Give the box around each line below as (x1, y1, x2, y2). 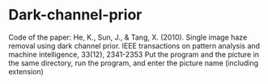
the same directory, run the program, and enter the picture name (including (8, 58, 259, 68)
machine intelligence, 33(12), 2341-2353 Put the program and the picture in (8, 49, 259, 59)
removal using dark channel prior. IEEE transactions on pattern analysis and (8, 40, 261, 50)
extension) (8, 66, 45, 76)
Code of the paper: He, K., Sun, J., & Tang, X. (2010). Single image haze (8, 32, 248, 42)
